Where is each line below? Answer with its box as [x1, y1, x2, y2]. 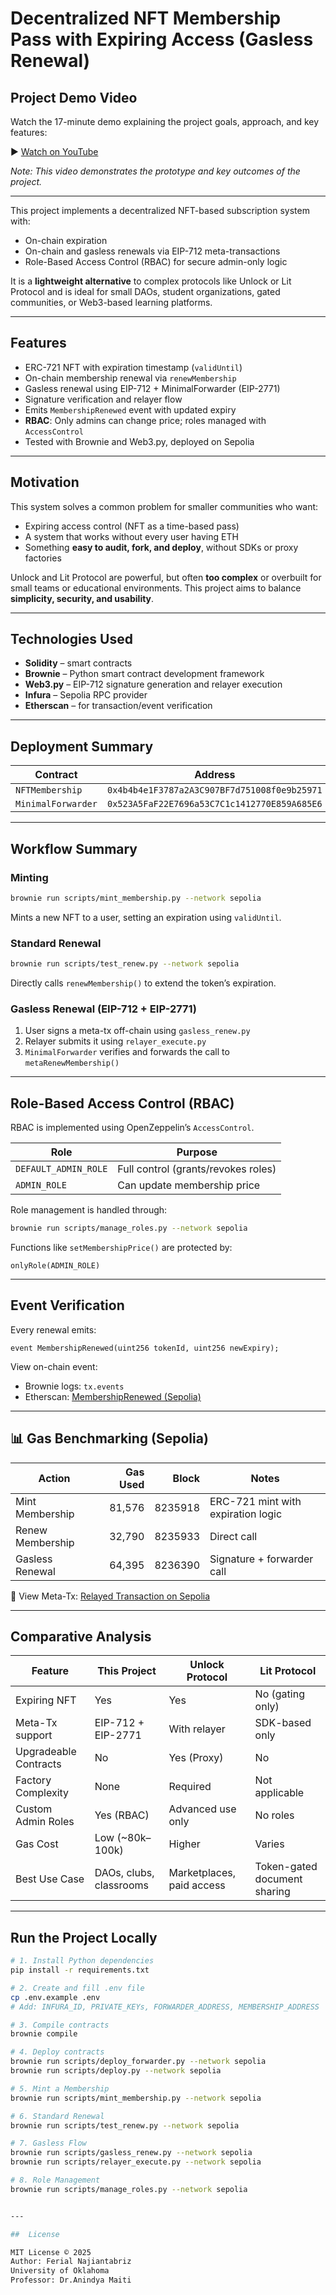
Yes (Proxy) [168, 1751, 224, 1765]
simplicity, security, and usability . [10, 592, 155, 604]
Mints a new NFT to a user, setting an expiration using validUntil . [10, 911, 282, 923]
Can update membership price [117, 1178, 261, 1192]
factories [24, 552, 62, 564]
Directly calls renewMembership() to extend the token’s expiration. [10, 977, 277, 989]
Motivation [10, 474, 80, 491]
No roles [254, 1808, 295, 1822]
